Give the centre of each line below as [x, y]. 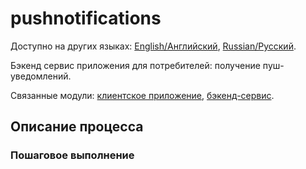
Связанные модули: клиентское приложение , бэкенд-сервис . [142, 95]
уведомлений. [41, 76]
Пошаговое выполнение [72, 155]
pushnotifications [86, 18]
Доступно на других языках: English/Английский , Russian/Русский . [153, 46]
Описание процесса [77, 127]
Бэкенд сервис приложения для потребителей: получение [135, 65]
